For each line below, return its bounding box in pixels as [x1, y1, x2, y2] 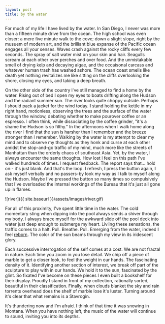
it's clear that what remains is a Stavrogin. [5, 293, 90, 299]
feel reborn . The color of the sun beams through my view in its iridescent [5, 232, 153, 237]
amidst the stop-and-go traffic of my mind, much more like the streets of [5, 145, 153, 150]
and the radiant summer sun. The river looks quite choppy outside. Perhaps [5, 97, 159, 103]
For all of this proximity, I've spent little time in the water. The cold [5, 205, 139, 211]
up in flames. [5, 186, 32, 192]
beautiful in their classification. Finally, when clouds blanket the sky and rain [5, 283, 160, 289]
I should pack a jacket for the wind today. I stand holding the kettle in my [5, 103, 152, 109]
